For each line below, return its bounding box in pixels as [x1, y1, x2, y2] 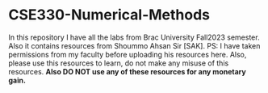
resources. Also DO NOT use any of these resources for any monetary [8, 66, 246, 76]
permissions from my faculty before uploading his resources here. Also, [8, 49, 247, 59]
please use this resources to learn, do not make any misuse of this [8, 58, 229, 68]
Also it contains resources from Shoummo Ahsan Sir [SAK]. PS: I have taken [8, 40, 261, 50]
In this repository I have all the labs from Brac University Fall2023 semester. [8, 32, 260, 42]
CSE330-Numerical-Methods [8, 6, 211, 24]
